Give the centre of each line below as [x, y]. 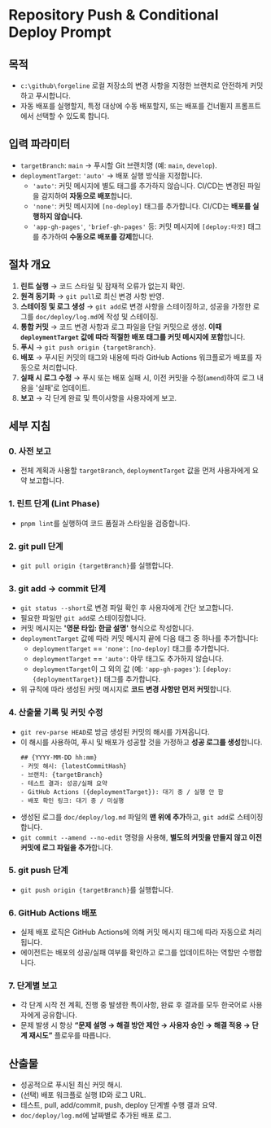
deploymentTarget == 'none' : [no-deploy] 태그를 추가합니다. [131, 648]
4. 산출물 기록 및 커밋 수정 [56, 713]
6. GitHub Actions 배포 [53, 912]
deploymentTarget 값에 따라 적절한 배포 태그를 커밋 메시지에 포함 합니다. [133, 336]
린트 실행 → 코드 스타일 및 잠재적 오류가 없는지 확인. [103, 286]
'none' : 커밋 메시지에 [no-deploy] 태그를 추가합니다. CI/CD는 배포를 [142, 206]
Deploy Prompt [60, 32]
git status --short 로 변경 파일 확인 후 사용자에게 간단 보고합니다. [127, 608]
